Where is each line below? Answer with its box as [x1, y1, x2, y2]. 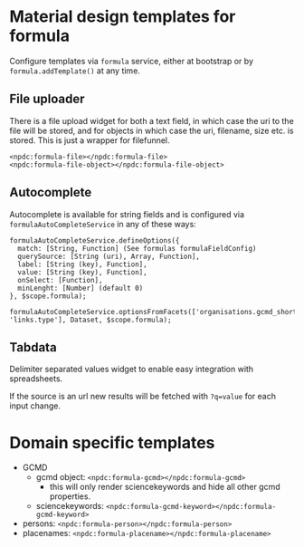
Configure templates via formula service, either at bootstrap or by [9, 55, 253, 66]
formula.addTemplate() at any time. [9, 65, 140, 76]
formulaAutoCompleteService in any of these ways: [9, 218, 196, 229]
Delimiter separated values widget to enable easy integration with [9, 364, 254, 375]
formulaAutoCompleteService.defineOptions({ [9, 235, 180, 245]
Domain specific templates [9, 432, 215, 453]
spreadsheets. [9, 373, 63, 384]
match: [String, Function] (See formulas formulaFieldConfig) [17, 244, 257, 253]
